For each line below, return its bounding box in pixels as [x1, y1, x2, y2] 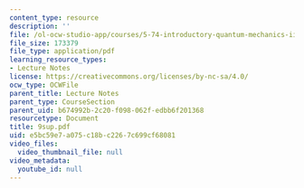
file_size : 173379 [9, 38, 79, 48]
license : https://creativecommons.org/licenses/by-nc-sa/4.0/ [9, 72, 249, 81]
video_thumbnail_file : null [17, 147, 124, 156]
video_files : [9, 139, 59, 148]
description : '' [9, 22, 71, 31]
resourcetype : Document [9, 114, 100, 123]
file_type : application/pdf [9, 47, 116, 56]
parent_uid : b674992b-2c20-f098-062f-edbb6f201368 [9, 106, 204, 115]
